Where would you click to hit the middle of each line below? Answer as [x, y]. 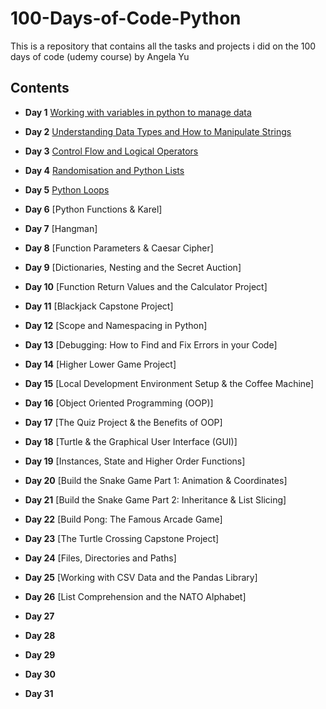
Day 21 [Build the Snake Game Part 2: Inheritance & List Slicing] [155, 499]
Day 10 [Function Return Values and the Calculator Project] [146, 286]
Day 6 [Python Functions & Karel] [93, 209]
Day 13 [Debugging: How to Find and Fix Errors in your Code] [151, 344]
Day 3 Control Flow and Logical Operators [111, 151]
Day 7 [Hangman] [61, 228]
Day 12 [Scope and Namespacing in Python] [116, 325]
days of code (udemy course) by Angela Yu [100, 56]
